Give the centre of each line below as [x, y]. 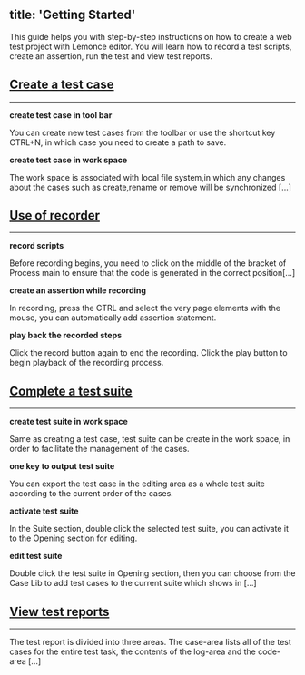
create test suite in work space [69, 422]
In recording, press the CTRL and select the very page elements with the [145, 308]
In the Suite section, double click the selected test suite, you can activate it [149, 529]
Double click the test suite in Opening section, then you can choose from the [152, 573]
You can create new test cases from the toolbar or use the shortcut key [143, 132]
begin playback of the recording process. [87, 363]
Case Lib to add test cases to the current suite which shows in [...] [133, 583]
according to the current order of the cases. [92, 494]
